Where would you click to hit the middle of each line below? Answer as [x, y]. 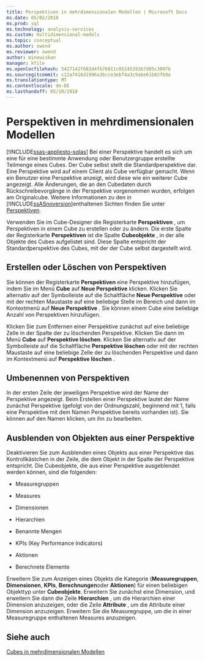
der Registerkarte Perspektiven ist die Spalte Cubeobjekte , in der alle [95, 235]
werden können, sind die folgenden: [52, 472]
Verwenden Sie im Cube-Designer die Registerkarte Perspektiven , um [96, 222]
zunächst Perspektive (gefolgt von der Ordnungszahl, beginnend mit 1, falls [101, 406]
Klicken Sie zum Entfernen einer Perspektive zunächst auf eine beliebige [98, 326]
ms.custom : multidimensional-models [53, 35]
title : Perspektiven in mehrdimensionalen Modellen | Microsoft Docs [97, 12]
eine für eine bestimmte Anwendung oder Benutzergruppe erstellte [91, 158]
